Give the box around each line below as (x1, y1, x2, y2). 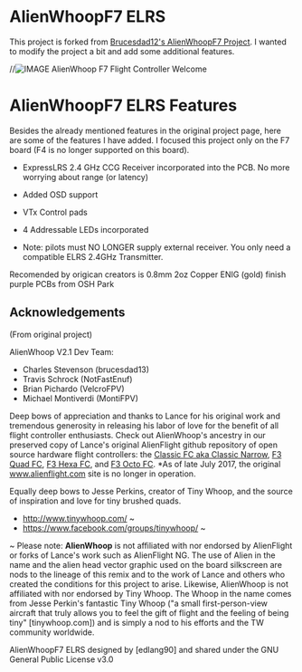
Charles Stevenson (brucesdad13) (22, 364, 150, 375)
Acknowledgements (9, 305, 126, 321)
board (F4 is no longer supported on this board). (9, 144, 190, 155)
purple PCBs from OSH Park (9, 278, 115, 289)
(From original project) (9, 329, 93, 340)
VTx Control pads (22, 206, 88, 217)
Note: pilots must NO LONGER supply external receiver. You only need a (22, 242, 291, 253)
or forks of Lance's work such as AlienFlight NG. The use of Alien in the (9, 550, 276, 561)
